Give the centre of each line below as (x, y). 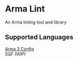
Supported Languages (39, 37)
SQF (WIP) (15, 54)
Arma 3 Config (19, 49)
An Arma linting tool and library (36, 22)
